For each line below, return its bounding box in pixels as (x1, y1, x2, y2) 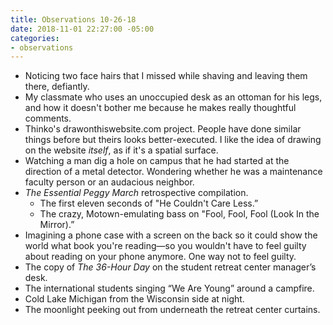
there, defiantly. (24, 81, 90, 93)
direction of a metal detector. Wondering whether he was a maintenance (24, 166, 323, 178)
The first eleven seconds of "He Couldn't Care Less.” (39, 197, 259, 210)
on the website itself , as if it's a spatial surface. (24, 144, 219, 156)
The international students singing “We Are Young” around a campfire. (24, 282, 315, 295)
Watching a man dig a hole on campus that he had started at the (24, 155, 290, 167)
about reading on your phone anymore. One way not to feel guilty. (24, 251, 297, 263)
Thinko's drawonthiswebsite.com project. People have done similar (24, 123, 302, 135)
